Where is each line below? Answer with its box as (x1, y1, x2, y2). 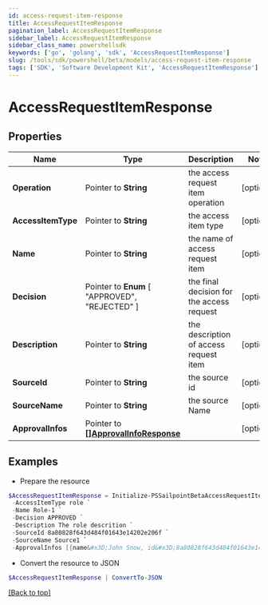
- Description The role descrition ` (11, 521, 134, 530)
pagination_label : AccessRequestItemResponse (8, 26, 162, 34)
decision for (188, 285, 233, 297)
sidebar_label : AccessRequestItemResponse (8, 34, 152, 42)
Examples (8, 455, 58, 468)
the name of (188, 233, 234, 244)
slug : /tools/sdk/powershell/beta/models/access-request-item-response (8, 57, 251, 65)
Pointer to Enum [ (85, 281, 152, 292)
